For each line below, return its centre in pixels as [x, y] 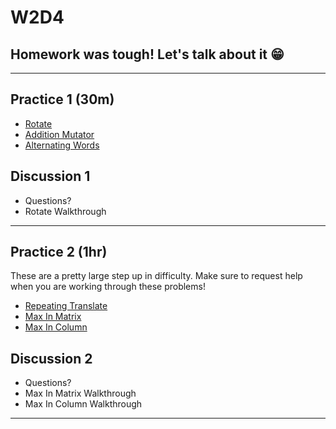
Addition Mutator [59, 134]
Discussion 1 [50, 176]
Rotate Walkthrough [65, 211]
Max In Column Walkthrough [83, 404]
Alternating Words [62, 145]
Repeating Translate [66, 306]
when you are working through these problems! [108, 287]
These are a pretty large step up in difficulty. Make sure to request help [156, 276]
